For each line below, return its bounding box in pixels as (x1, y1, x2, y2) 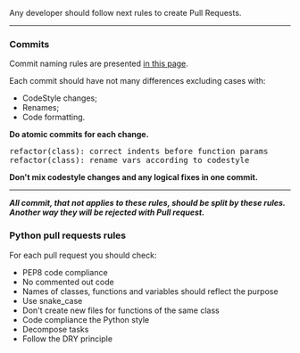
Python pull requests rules (9, 229, 127, 242)
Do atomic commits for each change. (9, 129, 149, 140)
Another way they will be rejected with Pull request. (9, 207, 205, 218)
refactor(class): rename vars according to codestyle (9, 155, 250, 166)
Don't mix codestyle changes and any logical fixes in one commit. (9, 172, 259, 183)
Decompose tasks (21, 324, 89, 334)
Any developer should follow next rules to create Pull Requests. (9, 8, 242, 18)
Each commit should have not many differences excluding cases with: (9, 76, 266, 86)
